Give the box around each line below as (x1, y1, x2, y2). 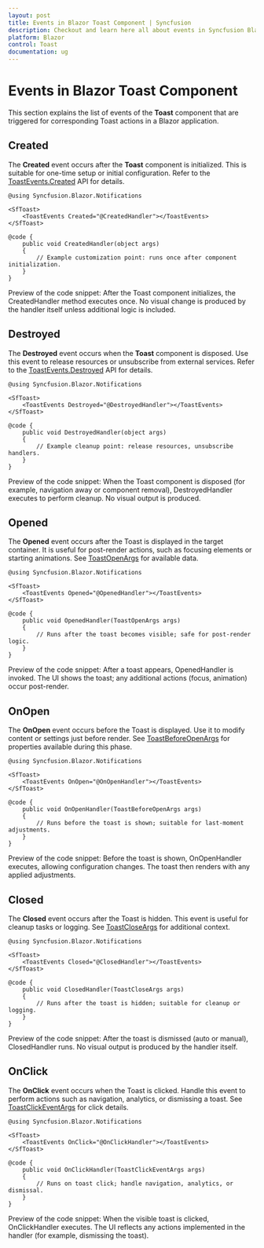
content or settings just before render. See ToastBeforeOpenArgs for (8, 734, 230, 743)
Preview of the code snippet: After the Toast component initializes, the (8, 288, 236, 297)
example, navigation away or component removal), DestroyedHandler (8, 485, 233, 494)
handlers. (8, 449, 41, 457)
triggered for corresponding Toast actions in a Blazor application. (8, 116, 219, 126)
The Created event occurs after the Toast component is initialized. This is (8, 160, 247, 169)
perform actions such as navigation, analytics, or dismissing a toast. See (8, 1094, 243, 1103)
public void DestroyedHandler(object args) (22, 428, 167, 436)
